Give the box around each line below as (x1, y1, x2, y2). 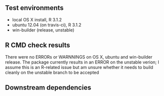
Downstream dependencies (5, 83, 92, 92)
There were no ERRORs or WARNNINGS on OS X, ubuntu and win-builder (5, 54, 153, 60)
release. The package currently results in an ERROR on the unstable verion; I (5, 59, 159, 65)
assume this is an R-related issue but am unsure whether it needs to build (5, 64, 153, 70)
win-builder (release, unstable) (12, 27, 74, 33)
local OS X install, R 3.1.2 (12, 16, 62, 22)
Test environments (5, 4, 64, 12)
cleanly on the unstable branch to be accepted (5, 69, 99, 75)
